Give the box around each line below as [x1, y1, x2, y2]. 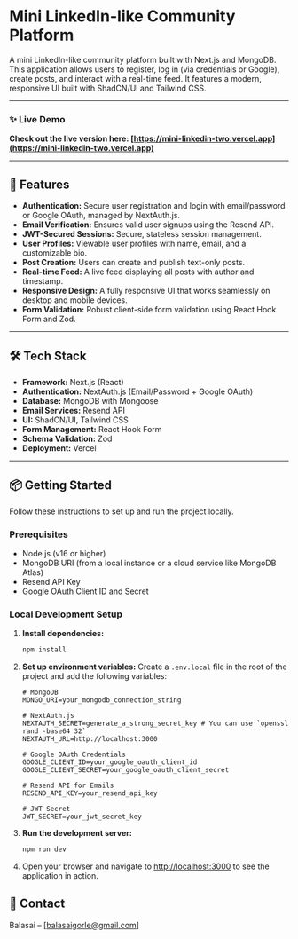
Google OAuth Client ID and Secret [21, 586, 149, 596]
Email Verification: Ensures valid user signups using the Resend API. [21, 219, 275, 230]
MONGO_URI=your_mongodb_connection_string [21, 696, 182, 705]
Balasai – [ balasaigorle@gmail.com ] [9, 919, 140, 930]
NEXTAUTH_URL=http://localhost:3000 [21, 735, 158, 744]
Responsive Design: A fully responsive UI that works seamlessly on [21, 286, 271, 296]
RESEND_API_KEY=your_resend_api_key [21, 789, 158, 798]
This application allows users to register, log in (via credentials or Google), [9, 64, 280, 75]
